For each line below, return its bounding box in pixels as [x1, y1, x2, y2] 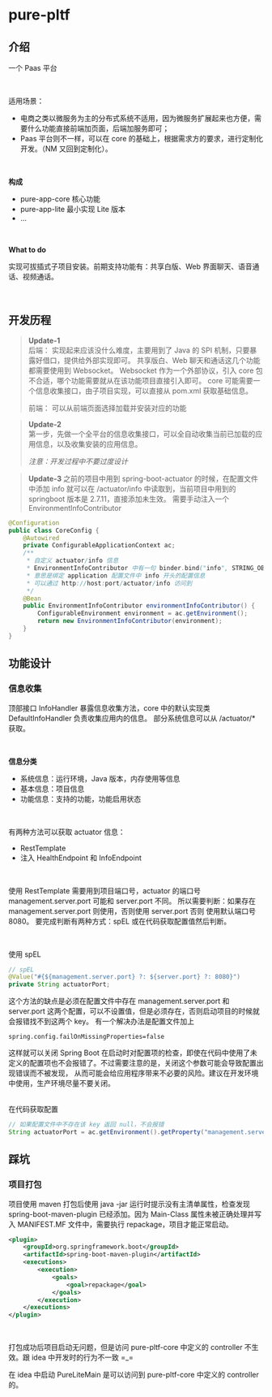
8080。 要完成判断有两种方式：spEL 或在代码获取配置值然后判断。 [8, 916, 232, 926]
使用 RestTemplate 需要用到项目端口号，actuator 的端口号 [8, 885, 201, 895]
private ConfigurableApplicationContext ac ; [23, 542, 176, 550]
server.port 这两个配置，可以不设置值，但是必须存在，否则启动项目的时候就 [8, 1006, 261, 1016]
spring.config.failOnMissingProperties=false [8, 1033, 164, 1041]
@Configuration [8, 518, 60, 527]
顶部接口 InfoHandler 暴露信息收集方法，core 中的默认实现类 [8, 703, 210, 712]
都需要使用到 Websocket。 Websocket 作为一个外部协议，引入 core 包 [28, 365, 263, 375]
